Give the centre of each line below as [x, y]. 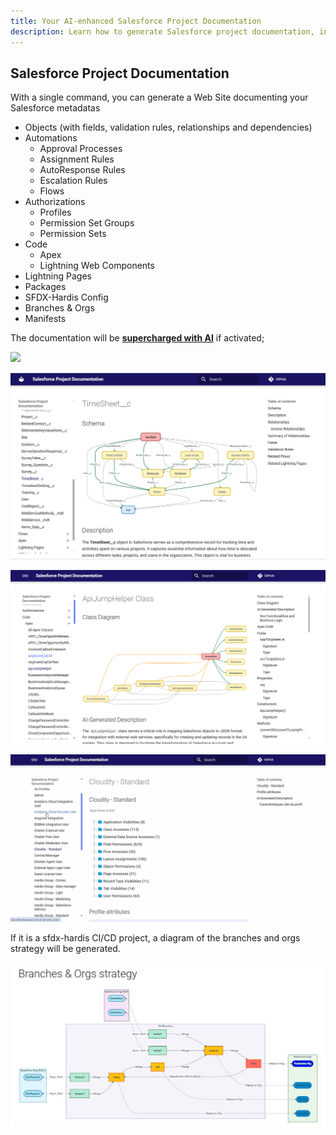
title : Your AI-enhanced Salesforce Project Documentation [136, 21]
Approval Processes [81, 149]
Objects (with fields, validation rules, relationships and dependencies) [168, 127]
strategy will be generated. [65, 948]
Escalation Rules [73, 181]
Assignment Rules [77, 159]
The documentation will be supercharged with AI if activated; [137, 338]
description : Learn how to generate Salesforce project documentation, [162, 31]
